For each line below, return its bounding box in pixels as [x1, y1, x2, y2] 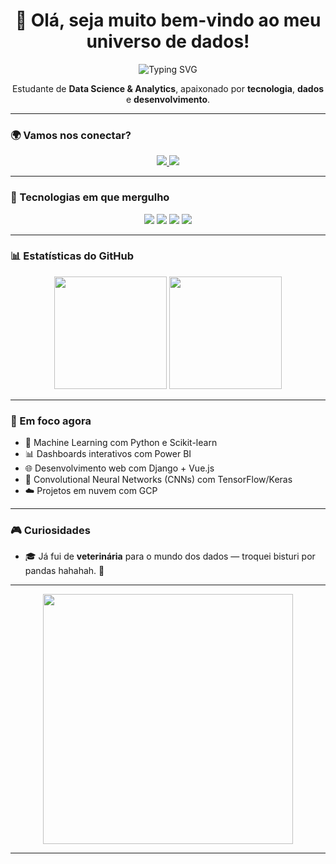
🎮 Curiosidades [10, 524, 91, 538]
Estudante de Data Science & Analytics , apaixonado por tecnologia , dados [11, 82, 325, 94]
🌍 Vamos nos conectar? [10, 128, 132, 142]
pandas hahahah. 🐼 [24, 565, 105, 577]
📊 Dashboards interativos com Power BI [24, 448, 192, 460]
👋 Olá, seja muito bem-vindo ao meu [14, 9, 322, 32]
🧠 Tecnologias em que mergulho [10, 190, 170, 204]
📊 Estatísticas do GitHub [10, 249, 134, 263]
